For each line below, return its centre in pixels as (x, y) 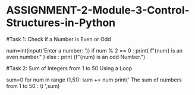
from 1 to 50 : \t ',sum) (33, 86)
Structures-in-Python (61, 23)
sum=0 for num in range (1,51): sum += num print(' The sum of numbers (94, 80)
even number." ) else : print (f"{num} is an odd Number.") (76, 57)
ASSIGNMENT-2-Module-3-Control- (98, 10)
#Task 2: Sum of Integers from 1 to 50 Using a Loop (69, 68)
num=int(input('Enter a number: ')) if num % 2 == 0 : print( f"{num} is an (95, 50)
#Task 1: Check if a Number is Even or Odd (59, 39)
